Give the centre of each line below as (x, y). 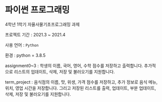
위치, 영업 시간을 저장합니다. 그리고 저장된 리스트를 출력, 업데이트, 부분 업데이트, (81, 88)
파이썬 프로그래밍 (37, 10)
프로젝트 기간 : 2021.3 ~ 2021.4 (35, 34)
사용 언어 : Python (22, 45)
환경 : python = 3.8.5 (25, 55)
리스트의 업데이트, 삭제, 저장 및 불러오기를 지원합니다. (64, 71)
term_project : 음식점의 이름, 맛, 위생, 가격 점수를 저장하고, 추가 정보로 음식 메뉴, (81, 82)
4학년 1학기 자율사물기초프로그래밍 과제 (42, 24)
